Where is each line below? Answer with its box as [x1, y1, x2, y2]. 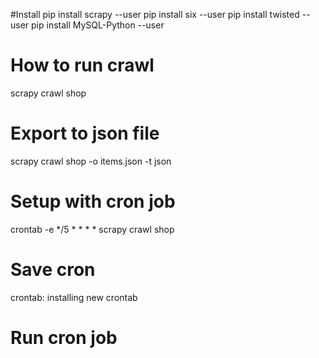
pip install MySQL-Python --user [31, 19, 165, 31]
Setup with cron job [10, 190, 176, 213]
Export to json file [10, 122, 160, 145]
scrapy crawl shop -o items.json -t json [10, 155, 172, 167]
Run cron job [10, 326, 118, 349]
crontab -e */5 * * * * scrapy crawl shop [10, 223, 175, 235]
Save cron [10, 259, 96, 281]
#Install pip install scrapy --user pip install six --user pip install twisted [10, 9, 300, 20]
